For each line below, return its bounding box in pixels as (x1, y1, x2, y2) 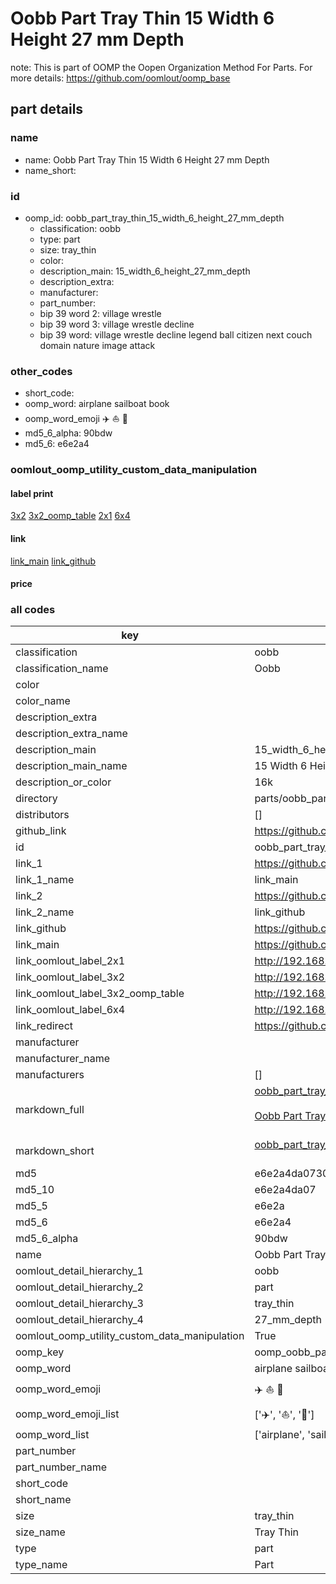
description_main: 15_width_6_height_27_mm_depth (39, 265, 251, 277)
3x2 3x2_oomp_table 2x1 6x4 (10, 510, 131, 522)
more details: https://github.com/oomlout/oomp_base (10, 72, 231, 84)
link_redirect (15, 1019, 74, 1033)
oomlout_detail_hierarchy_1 (15, 1264, 144, 1278)
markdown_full (15, 1103, 85, 1117)
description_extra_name (15, 727, 128, 741)
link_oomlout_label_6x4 (15, 1003, 126, 1017)
